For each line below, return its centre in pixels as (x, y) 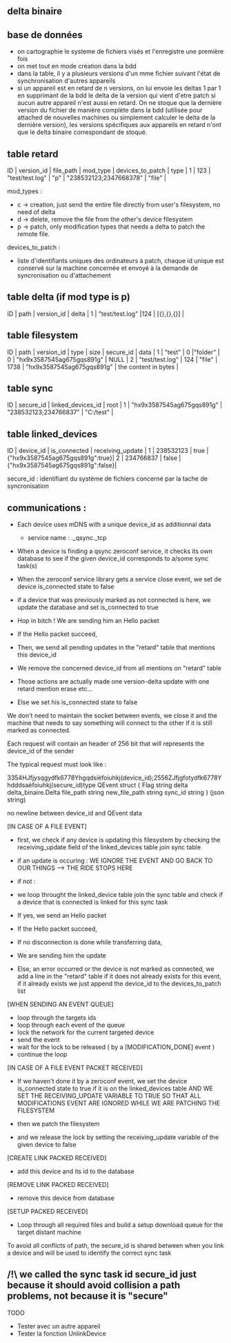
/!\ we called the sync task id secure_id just (102, 1274)
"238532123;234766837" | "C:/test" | (60, 412)
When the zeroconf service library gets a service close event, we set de (119, 579)
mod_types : (25, 191)
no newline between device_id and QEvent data (75, 813)
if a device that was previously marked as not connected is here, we (114, 600)
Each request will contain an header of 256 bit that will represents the (106, 744)
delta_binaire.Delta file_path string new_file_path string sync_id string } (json (116, 793)
